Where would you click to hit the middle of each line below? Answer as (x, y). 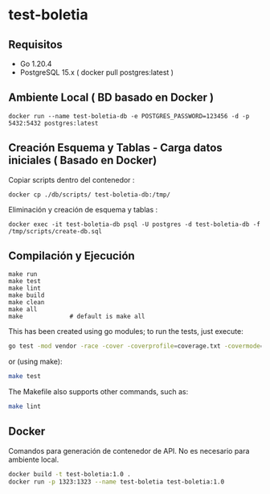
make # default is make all (77, 317)
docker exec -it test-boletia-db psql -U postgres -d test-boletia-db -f (135, 224)
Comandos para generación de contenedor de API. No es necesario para (129, 451)
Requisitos (35, 45)
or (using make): (35, 362)
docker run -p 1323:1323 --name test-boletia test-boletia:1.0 (117, 482)
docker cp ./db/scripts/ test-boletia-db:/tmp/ (90, 195)
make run (23, 274)
